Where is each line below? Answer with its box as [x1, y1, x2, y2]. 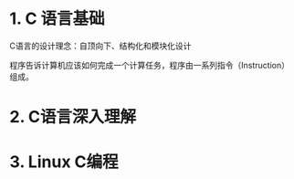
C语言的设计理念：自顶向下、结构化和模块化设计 [9, 40, 192, 51]
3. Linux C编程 [9, 152, 119, 173]
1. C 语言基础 [9, 8, 105, 29]
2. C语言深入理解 [9, 107, 137, 128]
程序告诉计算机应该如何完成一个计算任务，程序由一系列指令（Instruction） [9, 59, 290, 70]
